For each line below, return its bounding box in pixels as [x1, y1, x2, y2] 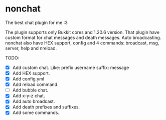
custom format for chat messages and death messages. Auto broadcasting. [5, 34, 161, 40]
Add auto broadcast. [12, 98, 55, 104]
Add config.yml [12, 76, 44, 82]
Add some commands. [12, 109, 59, 115]
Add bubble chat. [12, 87, 49, 93]
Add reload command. [12, 81, 59, 87]
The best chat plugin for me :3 [5, 19, 68, 25]
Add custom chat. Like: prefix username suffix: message [12, 64, 129, 70]
